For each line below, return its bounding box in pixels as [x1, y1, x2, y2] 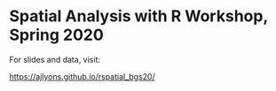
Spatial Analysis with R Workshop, [9, 6, 268, 27]
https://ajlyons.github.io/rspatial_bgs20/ [9, 71, 155, 81]
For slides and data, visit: [9, 54, 100, 64]
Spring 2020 [9, 25, 104, 45]
